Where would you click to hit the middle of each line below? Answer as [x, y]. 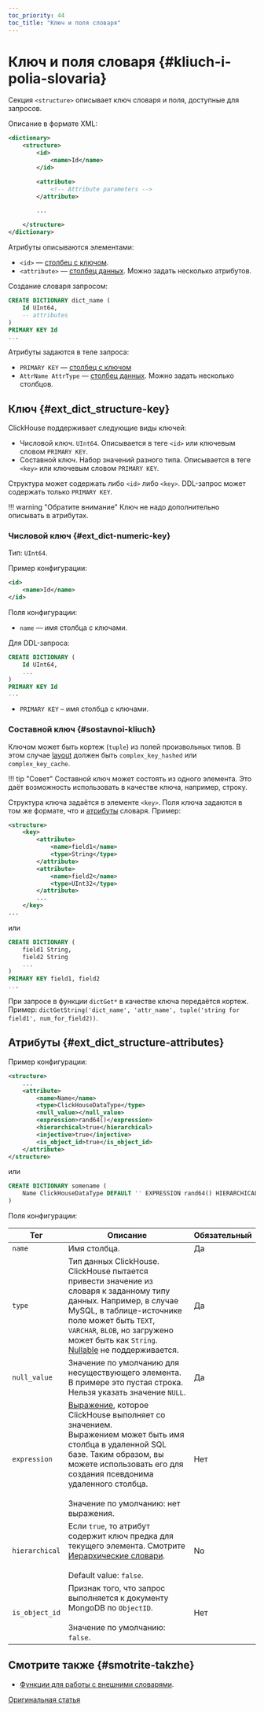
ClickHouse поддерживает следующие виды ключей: [97, 428]
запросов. [25, 109]
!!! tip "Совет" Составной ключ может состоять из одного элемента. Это [130, 778]
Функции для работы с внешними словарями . [97, 1684]
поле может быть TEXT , [112, 1321]
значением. [90, 1425]
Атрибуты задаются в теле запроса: [69, 352]
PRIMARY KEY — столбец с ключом [75, 368]
